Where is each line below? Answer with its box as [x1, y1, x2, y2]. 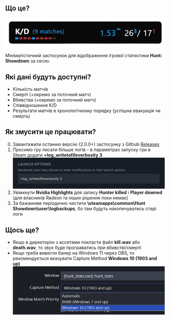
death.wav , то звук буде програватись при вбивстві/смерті [12, 244, 142, 251]
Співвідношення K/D [12, 102, 57, 109]
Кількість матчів [12, 86, 48, 92]
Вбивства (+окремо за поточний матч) [12, 97, 97, 103]
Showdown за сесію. [5, 58, 51, 64]
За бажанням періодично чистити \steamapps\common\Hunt [12, 200, 146, 206]
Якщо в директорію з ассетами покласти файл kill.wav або [12, 239, 140, 245]
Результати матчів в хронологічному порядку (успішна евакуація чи [12, 108, 161, 114]
